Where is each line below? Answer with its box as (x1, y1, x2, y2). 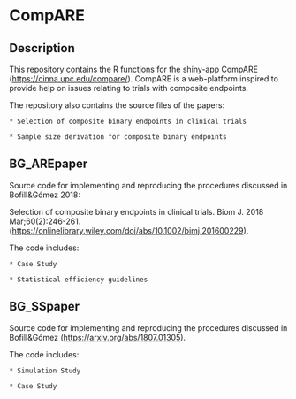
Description (9, 41, 75, 56)
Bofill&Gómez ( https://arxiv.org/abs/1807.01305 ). (9, 332, 186, 342)
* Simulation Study (9, 366, 81, 375)
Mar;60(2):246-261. (9, 216, 81, 226)
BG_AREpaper (9, 157, 88, 172)
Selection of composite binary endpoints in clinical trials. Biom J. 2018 (9, 206, 264, 217)
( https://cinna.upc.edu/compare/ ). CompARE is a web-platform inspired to (9, 73, 278, 84)
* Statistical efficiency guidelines (9, 275, 148, 284)
